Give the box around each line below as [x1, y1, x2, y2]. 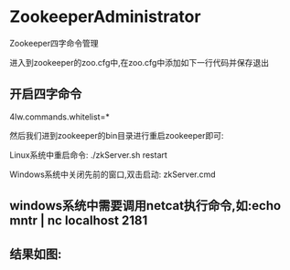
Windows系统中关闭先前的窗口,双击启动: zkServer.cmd [9, 169, 217, 180]
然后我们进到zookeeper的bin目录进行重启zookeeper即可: [9, 130, 224, 140]
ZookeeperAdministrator [9, 6, 201, 27]
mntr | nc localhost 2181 [9, 213, 148, 229]
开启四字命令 [9, 87, 82, 102]
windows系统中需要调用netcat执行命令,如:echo [9, 198, 282, 213]
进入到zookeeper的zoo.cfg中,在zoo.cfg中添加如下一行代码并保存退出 [9, 57, 270, 67]
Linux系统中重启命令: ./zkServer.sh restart [9, 149, 167, 161]
